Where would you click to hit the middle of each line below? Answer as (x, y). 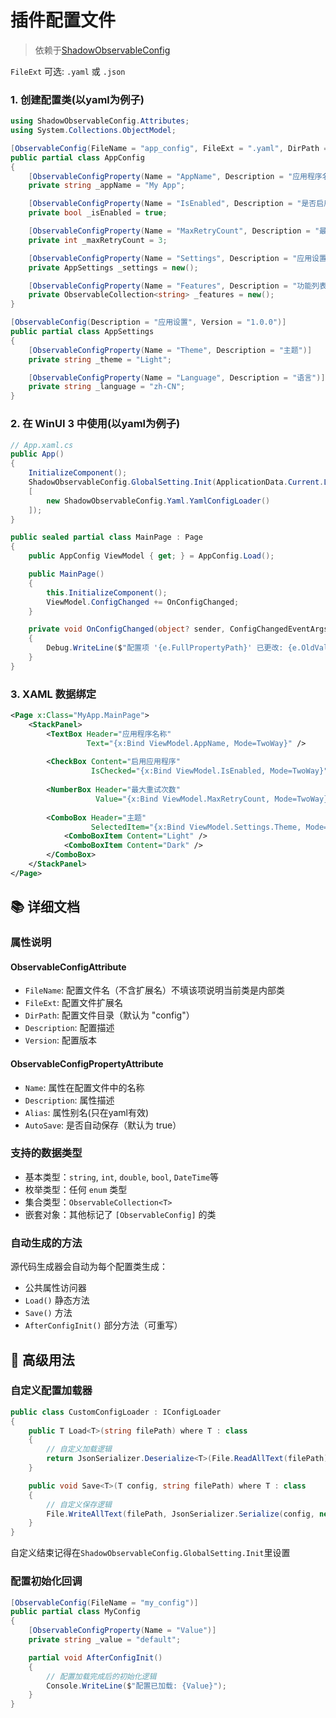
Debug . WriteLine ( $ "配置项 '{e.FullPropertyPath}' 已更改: (165, 648)
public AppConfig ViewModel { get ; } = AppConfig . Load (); (151, 556)
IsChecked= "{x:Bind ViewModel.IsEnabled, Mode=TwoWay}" (209, 771)
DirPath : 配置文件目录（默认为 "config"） (109, 1015)
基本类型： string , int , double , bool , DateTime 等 (122, 1177)
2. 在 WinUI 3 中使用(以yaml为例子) (95, 424)
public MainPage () (66, 574)
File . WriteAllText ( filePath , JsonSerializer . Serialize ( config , (180, 1514)
